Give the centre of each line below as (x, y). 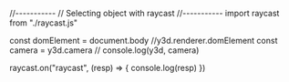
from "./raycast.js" (44, 23)
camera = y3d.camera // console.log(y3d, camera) (104, 50)
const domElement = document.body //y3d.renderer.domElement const (144, 41)
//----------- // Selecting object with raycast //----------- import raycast (144, 13)
